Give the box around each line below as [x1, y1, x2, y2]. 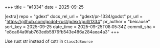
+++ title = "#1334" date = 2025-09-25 [4, 4, 84, 10]
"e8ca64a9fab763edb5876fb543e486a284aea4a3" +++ [4, 29, 119, 34]
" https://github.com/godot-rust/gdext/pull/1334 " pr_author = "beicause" [4, 19, 150, 24]
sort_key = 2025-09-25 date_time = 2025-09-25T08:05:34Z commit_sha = [4, 24, 156, 30]
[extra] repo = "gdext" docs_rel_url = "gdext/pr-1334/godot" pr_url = [4, 14, 143, 19]
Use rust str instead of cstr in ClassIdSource [4, 38, 93, 44]
